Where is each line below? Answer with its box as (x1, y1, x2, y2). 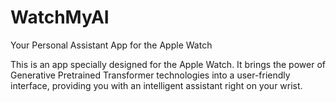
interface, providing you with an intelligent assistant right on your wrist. (10, 79, 303, 91)
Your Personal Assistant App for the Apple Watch (10, 39, 213, 51)
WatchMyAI (10, 6, 110, 29)
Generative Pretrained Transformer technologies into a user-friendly (10, 69, 291, 81)
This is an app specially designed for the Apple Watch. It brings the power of (10, 58, 326, 70)
